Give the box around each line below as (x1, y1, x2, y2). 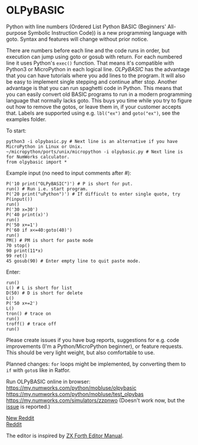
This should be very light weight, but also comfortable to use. (6, 348, 155, 356)
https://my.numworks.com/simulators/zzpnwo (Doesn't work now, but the (6, 397, 185, 404)
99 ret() (6, 253, 28, 259)
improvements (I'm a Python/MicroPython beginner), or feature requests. (6, 343, 183, 350)
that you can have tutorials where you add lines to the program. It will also (6, 72, 186, 79)
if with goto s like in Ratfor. (6, 366, 71, 374)
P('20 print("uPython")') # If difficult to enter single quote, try (6, 191, 181, 197)
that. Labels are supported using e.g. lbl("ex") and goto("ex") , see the (6, 109, 180, 117)
